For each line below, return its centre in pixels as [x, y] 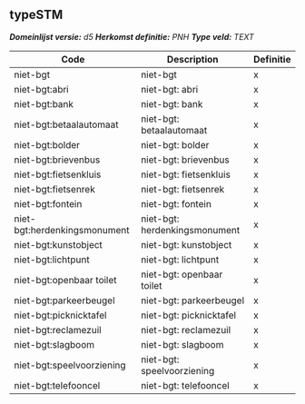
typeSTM [36, 15]
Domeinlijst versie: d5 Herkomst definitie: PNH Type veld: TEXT [132, 36]
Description [193, 59]
